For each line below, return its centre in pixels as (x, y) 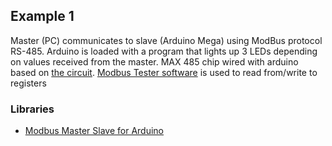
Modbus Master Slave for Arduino (94, 131)
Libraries (32, 109)
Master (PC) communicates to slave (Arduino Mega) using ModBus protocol (166, 40)
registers (28, 83)
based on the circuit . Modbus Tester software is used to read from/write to (164, 72)
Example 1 (42, 16)
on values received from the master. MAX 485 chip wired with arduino (154, 61)
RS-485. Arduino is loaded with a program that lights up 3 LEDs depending (164, 51)
